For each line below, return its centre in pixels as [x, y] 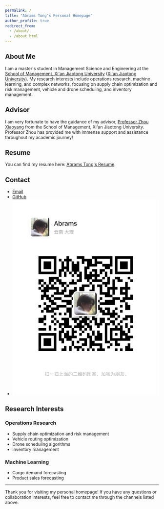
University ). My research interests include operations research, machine [78, 79]
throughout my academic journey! [39, 137]
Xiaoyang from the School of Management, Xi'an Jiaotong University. [75, 127]
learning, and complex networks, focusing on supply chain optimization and [81, 84]
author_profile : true [27, 21]
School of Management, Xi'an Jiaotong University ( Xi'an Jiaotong [71, 73]
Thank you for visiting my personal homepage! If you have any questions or [81, 492]
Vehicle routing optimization [40, 439]
